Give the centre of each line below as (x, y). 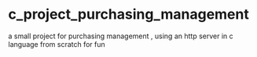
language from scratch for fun (57, 44)
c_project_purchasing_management (128, 14)
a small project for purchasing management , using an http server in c (121, 36)
